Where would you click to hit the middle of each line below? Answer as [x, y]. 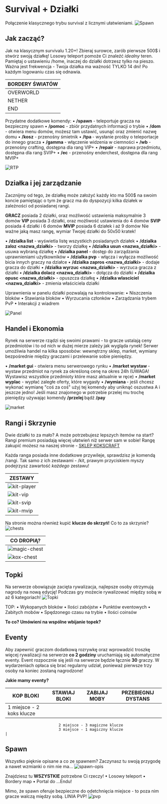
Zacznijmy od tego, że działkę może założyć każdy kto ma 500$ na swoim [81, 195]
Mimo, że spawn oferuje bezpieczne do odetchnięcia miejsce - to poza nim [82, 791]
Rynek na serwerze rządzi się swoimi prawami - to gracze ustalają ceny [79, 341]
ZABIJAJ [97, 693]
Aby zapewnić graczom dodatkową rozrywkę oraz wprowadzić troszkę [78, 649]
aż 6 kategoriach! [23, 597]
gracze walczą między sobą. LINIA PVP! [46, 796]
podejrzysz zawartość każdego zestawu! [47, 466]
